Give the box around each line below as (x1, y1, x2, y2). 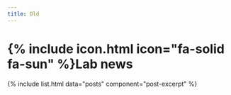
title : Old (7, 10, 40, 18)
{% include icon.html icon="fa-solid (7, 40, 225, 57)
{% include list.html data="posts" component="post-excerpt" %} (7, 79, 198, 88)
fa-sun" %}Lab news (7, 56, 133, 72)
